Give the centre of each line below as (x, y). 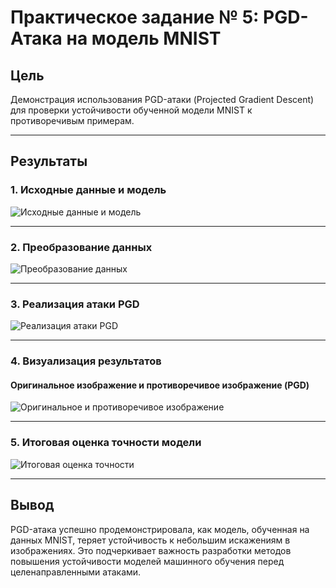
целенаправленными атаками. (76, 572)
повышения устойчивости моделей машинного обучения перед (147, 561)
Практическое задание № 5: (135, 17)
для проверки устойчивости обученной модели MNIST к (131, 110)
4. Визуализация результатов (86, 361)
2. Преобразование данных (81, 247)
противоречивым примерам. (72, 120)
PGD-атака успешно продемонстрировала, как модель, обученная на (160, 529)
